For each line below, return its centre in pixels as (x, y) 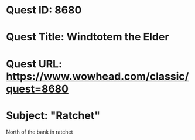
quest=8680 (37, 89)
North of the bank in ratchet (40, 132)
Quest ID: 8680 (44, 10)
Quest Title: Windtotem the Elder (88, 37)
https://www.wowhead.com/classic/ (97, 76)
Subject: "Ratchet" (53, 115)
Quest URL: (34, 64)
